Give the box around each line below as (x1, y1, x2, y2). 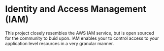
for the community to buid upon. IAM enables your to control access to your (5, 35, 159, 41)
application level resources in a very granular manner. (5, 40, 114, 46)
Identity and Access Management (5, 3, 146, 15)
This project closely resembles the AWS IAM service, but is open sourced (5, 30, 154, 36)
